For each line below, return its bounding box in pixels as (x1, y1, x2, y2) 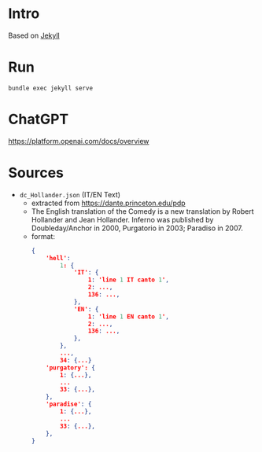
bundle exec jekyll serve (8, 84, 93, 92)
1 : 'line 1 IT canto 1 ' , (87, 276, 169, 284)
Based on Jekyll (8, 31, 61, 40)
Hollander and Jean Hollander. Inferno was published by (31, 215, 214, 224)
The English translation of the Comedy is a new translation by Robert (31, 206, 254, 216)
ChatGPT (8, 111, 69, 128)
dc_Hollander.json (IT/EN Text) (19, 189, 120, 199)
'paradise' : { (46, 400, 92, 409)
